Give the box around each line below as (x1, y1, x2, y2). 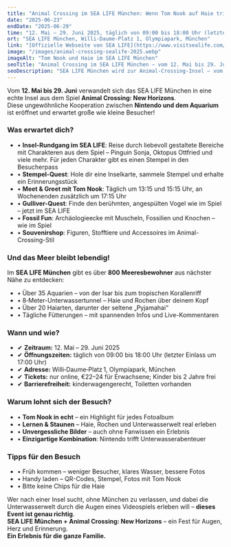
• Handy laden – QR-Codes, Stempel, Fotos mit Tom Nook (16, 474, 181, 482)
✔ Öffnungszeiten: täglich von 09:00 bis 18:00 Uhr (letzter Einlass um (16, 351, 217, 359)
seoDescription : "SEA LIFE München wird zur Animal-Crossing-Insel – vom (7, 67, 223, 74)
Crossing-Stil (16, 235, 55, 244)
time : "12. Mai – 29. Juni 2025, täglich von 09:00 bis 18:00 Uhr (7, 29, 201, 36)
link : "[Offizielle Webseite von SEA (7, 42, 115, 49)
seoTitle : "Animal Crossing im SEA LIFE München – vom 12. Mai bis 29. (7, 61, 217, 68)
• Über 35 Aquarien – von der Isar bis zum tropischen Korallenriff (16, 289, 201, 297)
